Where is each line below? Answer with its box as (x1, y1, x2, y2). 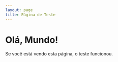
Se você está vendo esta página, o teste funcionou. (5, 51, 113, 57)
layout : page (5, 7, 33, 13)
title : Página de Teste (5, 12, 56, 17)
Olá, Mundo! (5, 34, 58, 46)
